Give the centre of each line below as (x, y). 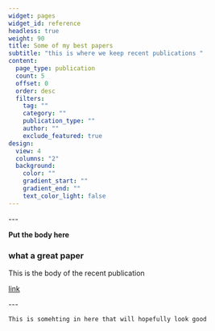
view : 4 (29, 151)
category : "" (45, 114)
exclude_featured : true (63, 136)
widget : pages (32, 16)
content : (23, 61)
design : (21, 143)
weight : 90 (27, 38)
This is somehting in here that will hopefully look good (107, 319)
